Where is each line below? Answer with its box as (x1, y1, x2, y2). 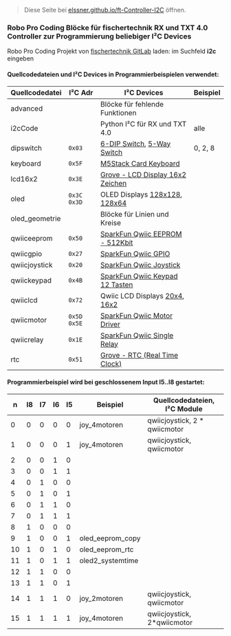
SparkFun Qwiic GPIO (100, 249, 170, 259)
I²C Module (164, 404, 203, 413)
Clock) (100, 359, 122, 369)
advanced (10, 103, 43, 113)
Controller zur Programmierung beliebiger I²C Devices (7, 31, 192, 41)
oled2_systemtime (79, 556, 139, 565)
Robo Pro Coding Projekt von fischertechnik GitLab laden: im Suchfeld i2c (7, 47, 217, 56)
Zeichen (100, 178, 127, 188)
